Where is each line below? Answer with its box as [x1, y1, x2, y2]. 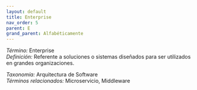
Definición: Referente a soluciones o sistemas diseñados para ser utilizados [6, 53, 191, 60]
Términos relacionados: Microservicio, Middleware [6, 78, 131, 85]
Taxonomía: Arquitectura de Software [6, 71, 98, 78]
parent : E [6, 25, 31, 31]
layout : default [6, 8, 46, 15]
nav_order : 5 [6, 20, 39, 25]
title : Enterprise [6, 14, 52, 20]
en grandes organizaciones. [6, 60, 75, 67]
